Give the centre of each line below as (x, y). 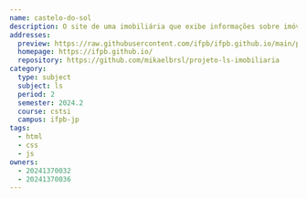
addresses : (30, 35)
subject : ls (41, 86)
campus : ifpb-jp (48, 120)
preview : (34, 43)
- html (30, 137)
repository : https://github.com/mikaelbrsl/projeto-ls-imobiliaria (149, 60)
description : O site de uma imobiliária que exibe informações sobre (145, 26)
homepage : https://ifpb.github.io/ (85, 52)
